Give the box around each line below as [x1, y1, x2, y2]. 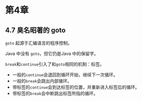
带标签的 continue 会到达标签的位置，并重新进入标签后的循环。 [12, 84, 140, 90]
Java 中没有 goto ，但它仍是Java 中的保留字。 [5, 51, 99, 56]
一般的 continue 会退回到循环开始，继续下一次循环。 [12, 72, 118, 78]
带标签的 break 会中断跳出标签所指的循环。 [12, 91, 98, 96]
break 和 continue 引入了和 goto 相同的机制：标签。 [5, 61, 105, 67]
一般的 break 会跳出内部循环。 [12, 78, 72, 84]
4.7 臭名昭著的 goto [5, 26, 66, 34]
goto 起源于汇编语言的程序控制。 [5, 40, 72, 46]
